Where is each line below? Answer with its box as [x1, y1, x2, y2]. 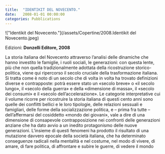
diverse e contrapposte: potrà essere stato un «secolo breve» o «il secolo [5, 80, 155, 86]
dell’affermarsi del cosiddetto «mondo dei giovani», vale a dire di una [5, 112, 145, 118]
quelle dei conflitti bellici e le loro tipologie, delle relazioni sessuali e [5, 102, 143, 108]
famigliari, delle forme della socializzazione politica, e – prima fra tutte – [5, 107, 150, 113]
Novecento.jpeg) [5, 35, 39, 41]
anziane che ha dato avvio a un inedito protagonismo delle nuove [5, 122, 137, 128]
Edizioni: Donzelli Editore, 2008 [5, 45, 70, 51]
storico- [135, 65, 152, 71]
